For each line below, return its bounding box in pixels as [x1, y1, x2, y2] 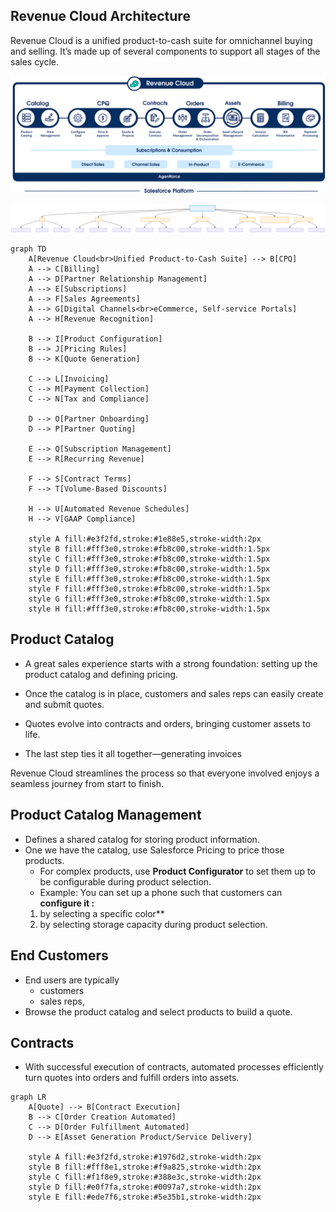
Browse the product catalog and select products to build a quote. [24, 1005, 293, 1018]
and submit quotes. [24, 698, 105, 710]
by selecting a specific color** [39, 907, 165, 919]
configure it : [39, 897, 95, 909]
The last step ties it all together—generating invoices [24, 747, 243, 759]
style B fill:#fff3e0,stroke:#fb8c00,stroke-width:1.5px [28, 544, 271, 554]
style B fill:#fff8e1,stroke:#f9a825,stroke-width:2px [28, 1162, 262, 1173]
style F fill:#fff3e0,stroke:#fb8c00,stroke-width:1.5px [28, 584, 271, 594]
